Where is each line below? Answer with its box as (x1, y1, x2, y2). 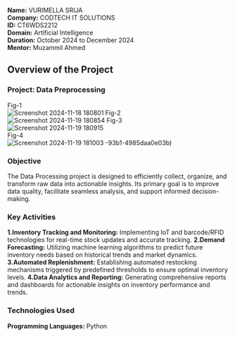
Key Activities (7, 212, 56, 221)
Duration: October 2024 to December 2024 (7, 36, 134, 44)
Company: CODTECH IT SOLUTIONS (7, 13, 115, 22)
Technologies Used (7, 306, 75, 316)
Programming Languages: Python (7, 321, 108, 330)
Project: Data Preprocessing (7, 85, 106, 94)
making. (7, 194, 31, 203)
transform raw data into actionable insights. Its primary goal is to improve (7, 179, 220, 188)
